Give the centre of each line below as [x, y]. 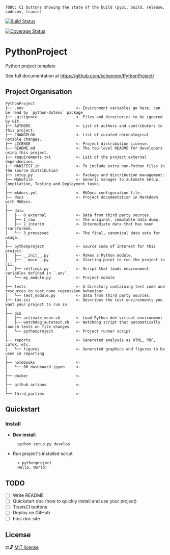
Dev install [24, 435]
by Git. [13, 121]
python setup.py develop [44, 444]
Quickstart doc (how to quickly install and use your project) [75, 501]
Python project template [31, 66]
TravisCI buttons [30, 507]
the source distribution [32, 170]
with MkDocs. [19, 201]
